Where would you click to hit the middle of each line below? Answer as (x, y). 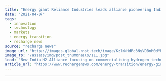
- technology (23, 28)
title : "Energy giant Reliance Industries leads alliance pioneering (78, 10)
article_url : (19, 64)
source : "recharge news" (31, 46)
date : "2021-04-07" (25, 14)
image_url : (16, 51)
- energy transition (31, 37)
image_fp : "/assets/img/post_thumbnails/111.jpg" (57, 55)
